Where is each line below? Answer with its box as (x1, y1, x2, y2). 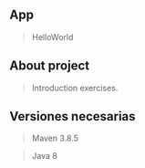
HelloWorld (31, 31, 74, 42)
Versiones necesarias (9, 109, 136, 124)
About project (9, 58, 89, 74)
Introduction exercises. (31, 82, 119, 93)
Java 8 (31, 151, 57, 162)
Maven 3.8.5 (31, 132, 79, 144)
